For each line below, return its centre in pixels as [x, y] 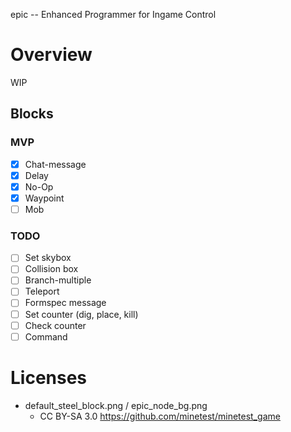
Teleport [42, 291]
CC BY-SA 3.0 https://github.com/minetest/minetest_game [160, 416]
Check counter [55, 325]
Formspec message [65, 303]
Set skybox [48, 258]
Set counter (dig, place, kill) [81, 314]
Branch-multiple [58, 280]
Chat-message [55, 164]
